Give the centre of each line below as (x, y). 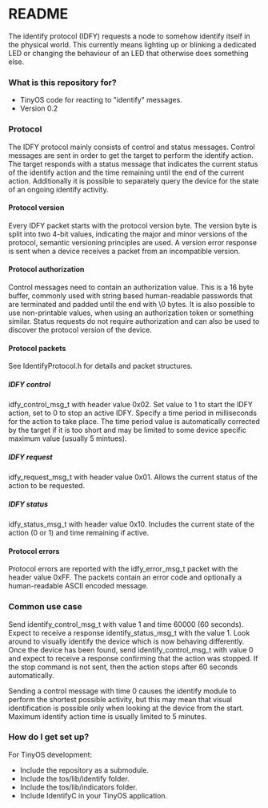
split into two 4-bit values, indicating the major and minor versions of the (128, 234)
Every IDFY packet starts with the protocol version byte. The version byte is (133, 225)
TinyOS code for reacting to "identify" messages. (101, 100)
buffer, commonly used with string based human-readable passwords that (131, 295)
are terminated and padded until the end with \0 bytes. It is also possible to (132, 304)
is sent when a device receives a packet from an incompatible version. (124, 251)
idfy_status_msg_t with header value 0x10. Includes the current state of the (131, 524)
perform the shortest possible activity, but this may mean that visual (120, 699)
